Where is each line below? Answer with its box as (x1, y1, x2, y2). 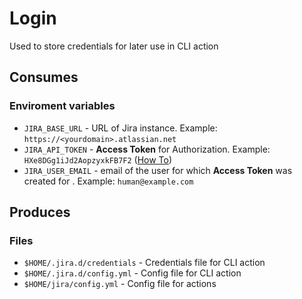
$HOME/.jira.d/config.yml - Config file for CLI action (23, 267, 242, 279)
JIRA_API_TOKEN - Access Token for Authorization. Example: (23, 143, 271, 155)
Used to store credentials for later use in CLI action (9, 40, 219, 52)
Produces (9, 204, 71, 221)
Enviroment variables (9, 99, 116, 113)
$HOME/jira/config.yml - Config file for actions (23, 278, 217, 290)
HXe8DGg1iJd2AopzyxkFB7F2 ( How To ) (23, 153, 173, 166)
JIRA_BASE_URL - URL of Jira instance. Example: (23, 122, 218, 134)
